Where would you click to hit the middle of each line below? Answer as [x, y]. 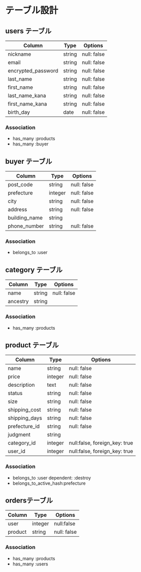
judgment [19, 435]
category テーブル [34, 270]
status [15, 393]
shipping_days [25, 418]
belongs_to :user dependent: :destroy [52, 478]
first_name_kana [27, 104]
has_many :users [30, 564]
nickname [20, 54]
